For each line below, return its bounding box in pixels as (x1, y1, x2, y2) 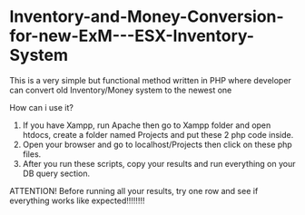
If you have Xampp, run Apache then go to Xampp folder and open (22, 120, 271, 131)
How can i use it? (9, 102, 74, 112)
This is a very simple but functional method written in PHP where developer (9, 74, 292, 85)
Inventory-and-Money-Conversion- (9, 6, 284, 27)
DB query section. (22, 168, 91, 179)
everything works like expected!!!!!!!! (9, 195, 145, 206)
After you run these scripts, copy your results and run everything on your (22, 158, 297, 169)
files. (22, 148, 42, 160)
